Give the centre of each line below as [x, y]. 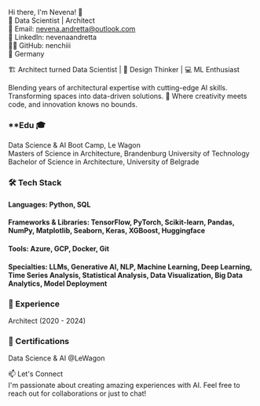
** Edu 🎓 [27, 125]
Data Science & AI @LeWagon [57, 358]
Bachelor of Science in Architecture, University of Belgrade [104, 162]
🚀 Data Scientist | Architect [52, 20]
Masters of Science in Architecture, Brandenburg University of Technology [129, 154]
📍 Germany [26, 54]
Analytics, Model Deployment [58, 283]
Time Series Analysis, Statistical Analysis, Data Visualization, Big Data [126, 275]
